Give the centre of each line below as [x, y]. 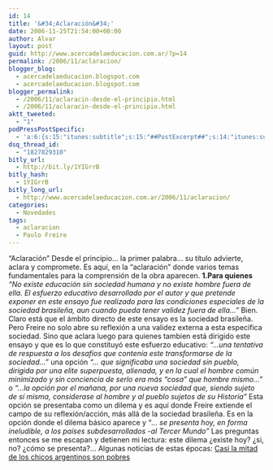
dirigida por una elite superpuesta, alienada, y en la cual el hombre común [134, 370]
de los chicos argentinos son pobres [69, 457]
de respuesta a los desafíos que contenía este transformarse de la [120, 353]
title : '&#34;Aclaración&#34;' [61, 24]
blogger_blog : [32, 69]
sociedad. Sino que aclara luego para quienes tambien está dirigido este [129, 336]
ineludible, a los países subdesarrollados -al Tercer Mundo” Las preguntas [134, 431]
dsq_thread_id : [34, 144]
